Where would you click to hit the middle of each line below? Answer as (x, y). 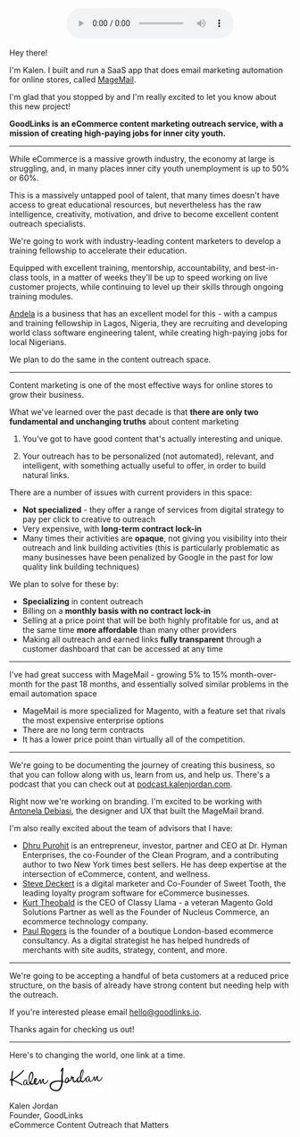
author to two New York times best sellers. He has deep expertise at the (154, 864)
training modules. (42, 296)
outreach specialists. (48, 223)
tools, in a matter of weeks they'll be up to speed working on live (149, 277)
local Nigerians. (38, 342)
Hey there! (29, 53)
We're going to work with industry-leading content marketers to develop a (145, 241)
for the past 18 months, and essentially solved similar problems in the (162, 684)
